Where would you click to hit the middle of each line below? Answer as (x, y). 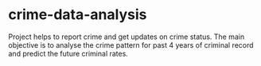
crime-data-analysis (78, 15)
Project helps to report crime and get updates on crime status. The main (127, 37)
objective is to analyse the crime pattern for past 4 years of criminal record (131, 45)
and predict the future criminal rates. (68, 53)
